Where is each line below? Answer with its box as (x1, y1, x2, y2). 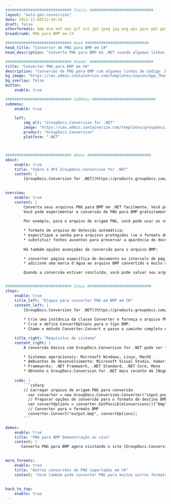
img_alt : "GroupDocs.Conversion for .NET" (23, 120, 115, 125)
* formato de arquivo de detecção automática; (23, 228, 124, 233)
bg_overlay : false (5, 78, 44, 83)
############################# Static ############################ (5, 7, 154, 13)
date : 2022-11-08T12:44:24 (5, 17, 63, 22)
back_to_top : (5, 487, 33, 492)
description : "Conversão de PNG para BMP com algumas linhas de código (5, 68, 160, 74)
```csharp (23, 383, 44, 388)
